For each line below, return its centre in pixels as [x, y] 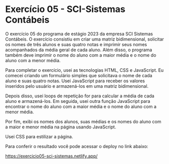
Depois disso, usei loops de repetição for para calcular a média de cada [80, 96]
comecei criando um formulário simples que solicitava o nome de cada [79, 75]
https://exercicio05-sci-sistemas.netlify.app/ [51, 156]
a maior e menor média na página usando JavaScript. [61, 127]
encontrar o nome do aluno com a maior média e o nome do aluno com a [81, 106]
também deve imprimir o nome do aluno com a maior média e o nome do [81, 55]
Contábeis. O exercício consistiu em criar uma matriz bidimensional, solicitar [84, 39]
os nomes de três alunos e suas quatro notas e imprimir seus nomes [76, 44]
